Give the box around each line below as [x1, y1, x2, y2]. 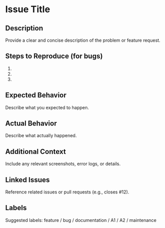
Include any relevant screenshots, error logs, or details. [5, 161, 121, 167]
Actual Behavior [5, 119, 57, 128]
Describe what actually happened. [5, 133, 77, 139]
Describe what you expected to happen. [5, 104, 89, 110]
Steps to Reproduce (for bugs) [5, 52, 103, 60]
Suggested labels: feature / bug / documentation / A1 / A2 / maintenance [5, 217, 156, 223]
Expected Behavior [5, 91, 67, 100]
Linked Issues [5, 175, 50, 184]
